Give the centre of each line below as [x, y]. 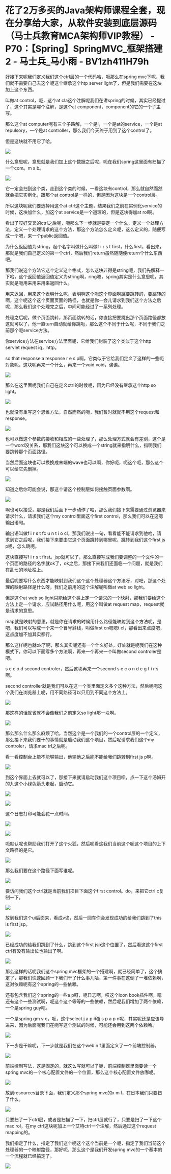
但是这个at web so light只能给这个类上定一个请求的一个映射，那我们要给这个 [85, 598]
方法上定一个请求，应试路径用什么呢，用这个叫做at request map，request [83, 604]
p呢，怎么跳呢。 [22, 546]
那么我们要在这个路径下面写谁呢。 [41, 870]
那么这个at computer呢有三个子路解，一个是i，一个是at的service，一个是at [84, 124]
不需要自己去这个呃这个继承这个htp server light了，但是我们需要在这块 [88, 83]
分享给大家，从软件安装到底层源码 [86, 23]
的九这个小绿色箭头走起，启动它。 [41, 783]
